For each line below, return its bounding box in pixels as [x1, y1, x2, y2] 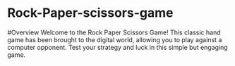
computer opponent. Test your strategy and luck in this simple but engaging [7, 43, 228, 51]
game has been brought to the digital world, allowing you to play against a [7, 35, 222, 44]
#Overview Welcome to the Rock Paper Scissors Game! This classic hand [7, 28, 221, 37]
